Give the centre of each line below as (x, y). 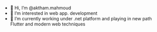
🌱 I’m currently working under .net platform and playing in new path (81, 19)
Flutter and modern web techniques (48, 24)
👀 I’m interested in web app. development (54, 13)
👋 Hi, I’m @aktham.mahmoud (41, 8)
